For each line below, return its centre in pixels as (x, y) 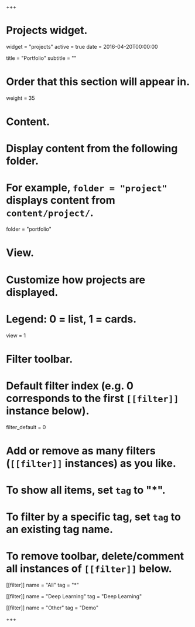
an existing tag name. (59, 530)
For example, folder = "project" (87, 188)
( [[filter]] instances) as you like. (91, 463)
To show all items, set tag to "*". (86, 490)
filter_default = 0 (26, 427)
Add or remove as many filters (81, 451)
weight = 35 (20, 98)
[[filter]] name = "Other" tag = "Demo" (52, 608)
